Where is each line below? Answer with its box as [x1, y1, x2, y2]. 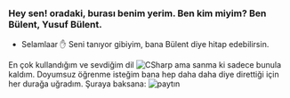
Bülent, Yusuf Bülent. [8, 18, 103, 30]
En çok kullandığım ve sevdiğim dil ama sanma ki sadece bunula [8, 60, 282, 70]
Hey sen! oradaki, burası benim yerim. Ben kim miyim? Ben [8, 7, 267, 20]
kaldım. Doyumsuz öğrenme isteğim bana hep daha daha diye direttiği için [8, 69, 279, 80]
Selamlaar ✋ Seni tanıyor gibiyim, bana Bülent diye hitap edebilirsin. [20, 39, 270, 50]
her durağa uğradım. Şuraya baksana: [8, 78, 147, 89]
